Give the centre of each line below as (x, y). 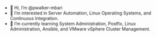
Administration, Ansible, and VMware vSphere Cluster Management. (80, 29)
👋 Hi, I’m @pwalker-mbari (36, 8)
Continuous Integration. (34, 18)
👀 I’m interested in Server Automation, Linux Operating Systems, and (80, 13)
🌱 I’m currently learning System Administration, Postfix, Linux (73, 23)
